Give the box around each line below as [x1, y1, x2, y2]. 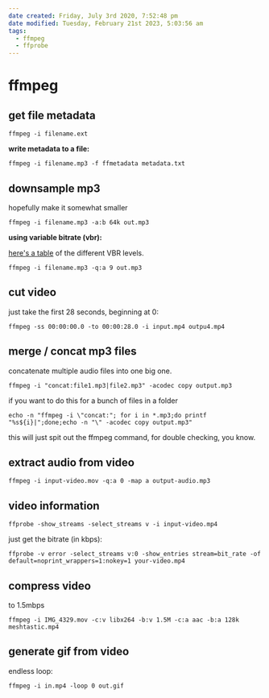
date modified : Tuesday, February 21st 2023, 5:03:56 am [8, 19, 204, 27]
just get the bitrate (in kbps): [8, 534, 103, 544]
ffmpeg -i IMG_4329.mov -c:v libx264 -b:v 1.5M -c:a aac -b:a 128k [8, 616, 240, 624]
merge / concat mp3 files [8, 344, 137, 359]
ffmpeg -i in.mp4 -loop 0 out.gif [8, 682, 125, 690]
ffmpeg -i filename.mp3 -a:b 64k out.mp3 [8, 218, 150, 226]
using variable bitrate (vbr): [8, 232, 102, 242]
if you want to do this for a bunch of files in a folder [8, 396, 179, 405]
